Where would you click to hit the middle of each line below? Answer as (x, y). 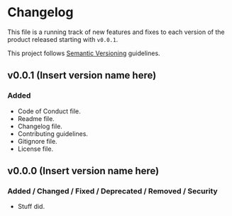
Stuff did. (31, 207)
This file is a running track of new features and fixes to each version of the (116, 32)
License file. (35, 149)
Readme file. (36, 118)
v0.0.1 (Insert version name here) (82, 75)
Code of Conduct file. (49, 111)
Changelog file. (40, 126)
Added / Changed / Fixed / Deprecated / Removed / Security (112, 191)
